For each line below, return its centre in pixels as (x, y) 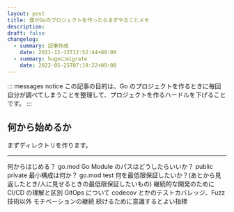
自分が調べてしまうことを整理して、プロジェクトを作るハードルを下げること (117, 95)
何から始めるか (39, 128)
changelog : (23, 40)
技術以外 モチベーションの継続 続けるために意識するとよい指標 (97, 202)
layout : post (26, 14)
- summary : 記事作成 (41, 46)
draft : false (26, 33)
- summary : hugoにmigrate (50, 59)
